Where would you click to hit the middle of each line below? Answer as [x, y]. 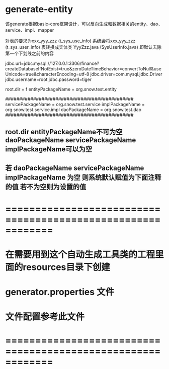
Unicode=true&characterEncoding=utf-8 [47, 74]
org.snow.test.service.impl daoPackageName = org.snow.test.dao [73, 110]
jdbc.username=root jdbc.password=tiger [49, 79]
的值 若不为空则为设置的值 [46, 187]
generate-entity [39, 9]
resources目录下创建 [67, 267]
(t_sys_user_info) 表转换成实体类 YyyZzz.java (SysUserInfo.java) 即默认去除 [83, 47]
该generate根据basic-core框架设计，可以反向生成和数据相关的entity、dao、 [84, 24]
